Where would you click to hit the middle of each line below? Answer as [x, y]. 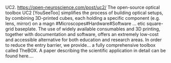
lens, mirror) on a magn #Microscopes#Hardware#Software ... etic [76, 23]
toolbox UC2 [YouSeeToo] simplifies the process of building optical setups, [84, 13]
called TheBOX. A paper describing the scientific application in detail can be [86, 51]
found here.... [19, 56]
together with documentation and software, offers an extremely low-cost [82, 34]
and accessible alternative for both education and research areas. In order [84, 40]
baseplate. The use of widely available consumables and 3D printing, [87, 29]
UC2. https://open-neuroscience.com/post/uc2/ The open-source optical [83, 7]
